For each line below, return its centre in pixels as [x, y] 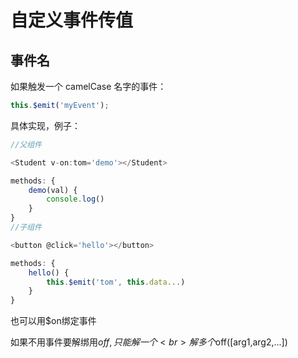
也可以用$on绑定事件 [53, 321]
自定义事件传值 [72, 20]
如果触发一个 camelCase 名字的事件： [88, 86]
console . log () [75, 199]
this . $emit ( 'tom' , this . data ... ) [116, 282]
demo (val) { [53, 190]
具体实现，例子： [45, 125]
